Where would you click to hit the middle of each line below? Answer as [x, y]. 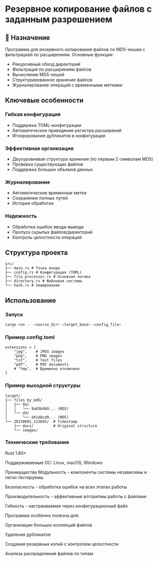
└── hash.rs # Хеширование [33, 285]
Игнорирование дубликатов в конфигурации [59, 136]
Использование [31, 300]
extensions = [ [21, 347]
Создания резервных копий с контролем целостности [62, 544]
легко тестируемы [24, 477]
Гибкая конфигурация [33, 114]
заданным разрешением [59, 19]
